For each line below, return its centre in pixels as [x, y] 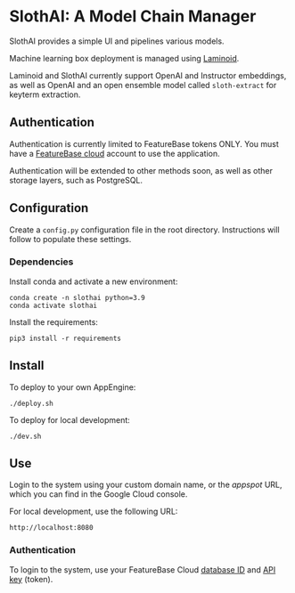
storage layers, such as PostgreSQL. [76, 180]
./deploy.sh [31, 403]
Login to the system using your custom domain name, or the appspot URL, [146, 485]
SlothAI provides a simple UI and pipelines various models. [117, 41]
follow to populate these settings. [70, 239]
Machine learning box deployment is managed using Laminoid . [124, 58]
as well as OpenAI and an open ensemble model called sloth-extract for [143, 85]
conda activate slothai [53, 305]
